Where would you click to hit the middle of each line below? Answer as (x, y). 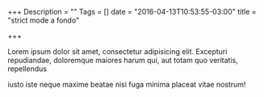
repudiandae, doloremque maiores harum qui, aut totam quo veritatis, (123, 60)
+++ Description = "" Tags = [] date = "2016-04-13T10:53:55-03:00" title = (132, 12)
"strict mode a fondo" (44, 20)
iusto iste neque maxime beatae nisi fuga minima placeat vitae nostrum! (127, 84)
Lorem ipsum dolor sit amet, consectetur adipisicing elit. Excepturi (117, 51)
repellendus (27, 69)
